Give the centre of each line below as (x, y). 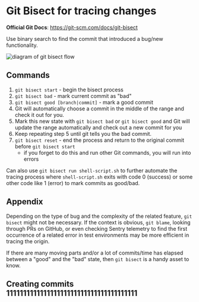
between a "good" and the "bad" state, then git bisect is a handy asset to (98, 259)
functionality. (22, 45)
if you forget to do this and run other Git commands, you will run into (107, 152)
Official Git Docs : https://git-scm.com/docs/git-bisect (72, 27)
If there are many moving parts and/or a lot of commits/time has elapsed (95, 253)
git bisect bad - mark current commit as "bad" (73, 96)
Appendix (25, 202)
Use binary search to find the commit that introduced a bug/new (85, 39)
